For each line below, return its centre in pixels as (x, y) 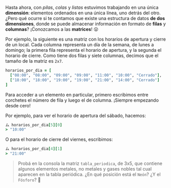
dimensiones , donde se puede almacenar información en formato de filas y (85, 24)
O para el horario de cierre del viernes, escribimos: (59, 139)
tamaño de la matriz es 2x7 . (34, 61)
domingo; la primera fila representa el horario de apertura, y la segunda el (83, 50)
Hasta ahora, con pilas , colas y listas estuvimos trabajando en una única (82, 7)
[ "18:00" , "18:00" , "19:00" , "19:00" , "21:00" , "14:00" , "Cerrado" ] (85, 80)
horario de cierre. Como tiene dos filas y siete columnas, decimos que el (82, 55)
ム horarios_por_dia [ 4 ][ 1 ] (34, 149)
